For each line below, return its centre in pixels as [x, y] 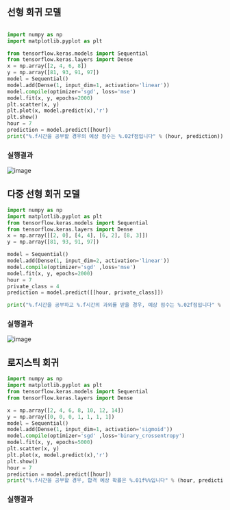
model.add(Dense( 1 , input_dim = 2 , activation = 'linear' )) [88, 261]
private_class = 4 [33, 286]
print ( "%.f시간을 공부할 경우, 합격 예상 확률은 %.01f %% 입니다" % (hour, [102, 480]
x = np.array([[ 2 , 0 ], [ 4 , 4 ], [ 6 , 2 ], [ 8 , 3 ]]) [78, 235]
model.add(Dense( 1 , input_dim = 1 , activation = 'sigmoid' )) [90, 430]
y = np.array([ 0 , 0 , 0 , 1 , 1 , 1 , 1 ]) [61, 417]
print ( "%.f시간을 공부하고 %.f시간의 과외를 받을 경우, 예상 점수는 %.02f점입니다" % [114, 305]
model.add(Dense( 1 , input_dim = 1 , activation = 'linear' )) [88, 85]
